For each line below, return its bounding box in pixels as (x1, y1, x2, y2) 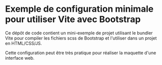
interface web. (5, 55, 35, 61)
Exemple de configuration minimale (5, 3, 154, 15)
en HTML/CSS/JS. (5, 40, 42, 46)
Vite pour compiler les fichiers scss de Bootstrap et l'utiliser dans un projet (5, 35, 157, 41)
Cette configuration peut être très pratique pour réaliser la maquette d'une (5, 50, 157, 56)
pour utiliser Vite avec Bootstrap (5, 14, 141, 25)
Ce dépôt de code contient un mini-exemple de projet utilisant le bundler (5, 30, 153, 36)
